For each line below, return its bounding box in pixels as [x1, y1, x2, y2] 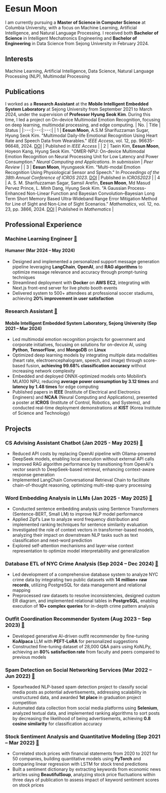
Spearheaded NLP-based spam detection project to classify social [12, 684, 148, 690]
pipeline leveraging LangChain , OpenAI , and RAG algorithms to [12, 264, 143, 270]
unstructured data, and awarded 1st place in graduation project [12, 694, 141, 700]
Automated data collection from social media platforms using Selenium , [12, 705, 159, 711]
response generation [12, 471, 55, 477]
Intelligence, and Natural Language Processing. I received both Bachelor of [5, 30, 159, 36]
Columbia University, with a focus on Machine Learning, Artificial [5, 24, 137, 30]
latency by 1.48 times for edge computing [12, 384, 99, 390]
